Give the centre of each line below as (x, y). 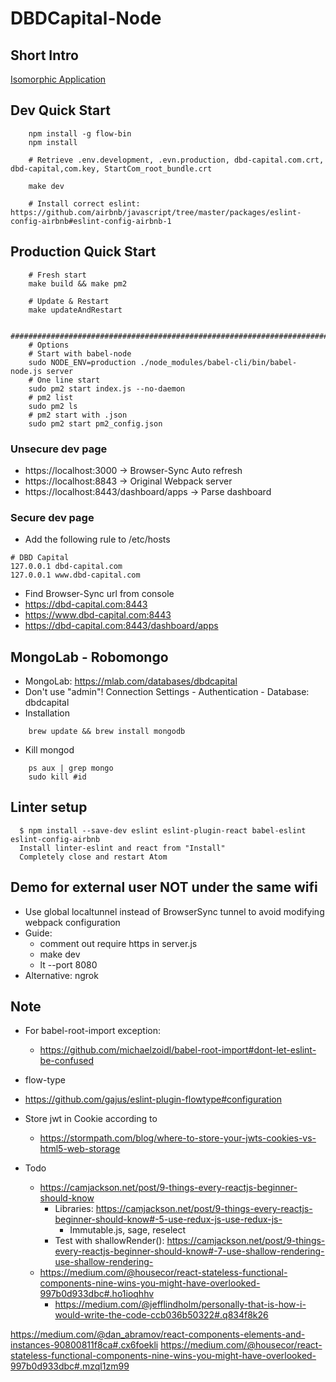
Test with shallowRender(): (109, 1241)
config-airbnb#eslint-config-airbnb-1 (91, 221)
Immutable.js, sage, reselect (128, 1230)
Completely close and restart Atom (93, 857)
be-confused (67, 1061)
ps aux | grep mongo (71, 768)
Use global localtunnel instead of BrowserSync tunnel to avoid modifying (174, 911)
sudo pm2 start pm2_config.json (95, 423)
